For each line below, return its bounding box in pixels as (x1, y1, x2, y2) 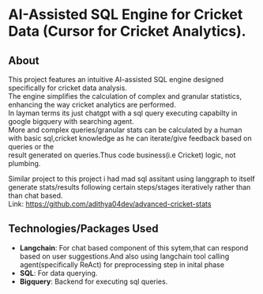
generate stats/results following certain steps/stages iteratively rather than (8, 183, 251, 191)
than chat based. (8, 191, 63, 200)
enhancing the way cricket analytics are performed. (8, 100, 176, 109)
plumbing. (8, 159, 41, 168)
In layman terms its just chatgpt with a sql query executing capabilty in (8, 108, 238, 118)
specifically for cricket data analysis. (8, 83, 128, 92)
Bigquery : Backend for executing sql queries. (19, 277, 168, 286)
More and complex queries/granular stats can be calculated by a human (8, 125, 242, 134)
